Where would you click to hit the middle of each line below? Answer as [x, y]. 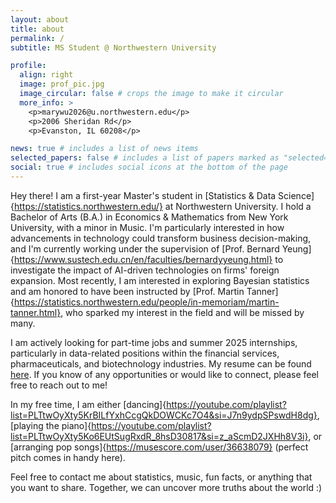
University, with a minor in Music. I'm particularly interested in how [147, 227]
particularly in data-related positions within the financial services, [145, 353]
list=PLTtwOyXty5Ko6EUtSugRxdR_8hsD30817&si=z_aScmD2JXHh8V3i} [159, 436]
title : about [37, 29]
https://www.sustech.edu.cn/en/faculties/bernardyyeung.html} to [148, 259]
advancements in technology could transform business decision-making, [161, 238]
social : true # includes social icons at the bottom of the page [149, 167]
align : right [46, 75]
